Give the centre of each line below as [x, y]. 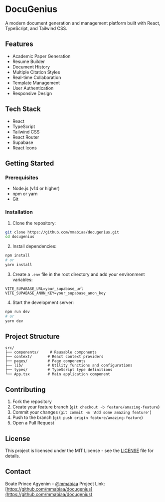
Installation [19, 212]
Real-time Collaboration [37, 77]
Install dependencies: [34, 246]
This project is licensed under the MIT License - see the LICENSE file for [79, 450]
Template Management [36, 82]
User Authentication [33, 88]
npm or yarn [25, 194]
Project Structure [32, 336]
